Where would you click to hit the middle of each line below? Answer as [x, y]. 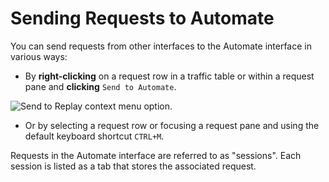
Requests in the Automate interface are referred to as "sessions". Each [156, 155]
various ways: [39, 56]
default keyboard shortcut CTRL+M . [94, 136]
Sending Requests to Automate [142, 18]
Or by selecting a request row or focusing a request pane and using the [172, 125]
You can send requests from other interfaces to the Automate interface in [161, 46]
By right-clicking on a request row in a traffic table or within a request [169, 76]
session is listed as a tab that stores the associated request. [133, 166]
